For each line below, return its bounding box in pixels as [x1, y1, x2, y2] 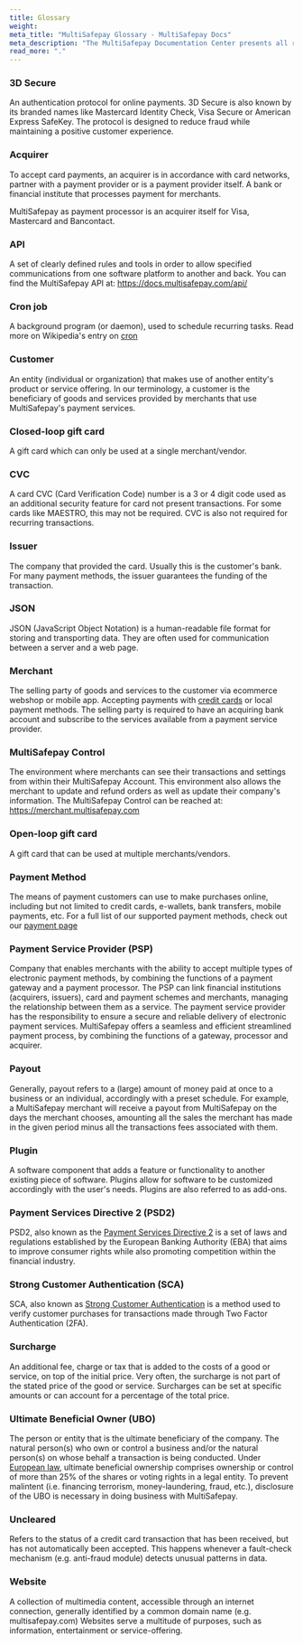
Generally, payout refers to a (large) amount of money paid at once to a [9, 1083, 273, 1094]
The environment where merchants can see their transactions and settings [9, 766, 287, 777]
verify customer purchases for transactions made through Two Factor [9, 1308, 268, 1320]
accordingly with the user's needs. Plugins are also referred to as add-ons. [9, 1183, 288, 1194]
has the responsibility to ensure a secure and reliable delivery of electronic [9, 1011, 287, 1022]
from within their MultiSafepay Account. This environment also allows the [9, 776, 281, 787]
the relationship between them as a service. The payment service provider [9, 1001, 286, 1012]
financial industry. [9, 1255, 76, 1266]
